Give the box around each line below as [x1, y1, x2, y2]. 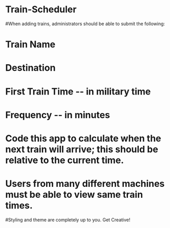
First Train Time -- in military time [5, 86, 151, 97]
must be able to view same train [5, 189, 143, 201]
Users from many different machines [5, 178, 165, 189]
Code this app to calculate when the [5, 132, 161, 144]
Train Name [5, 39, 55, 50]
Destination [5, 62, 56, 74]
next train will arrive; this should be [5, 143, 159, 155]
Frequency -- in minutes [5, 109, 110, 121]
